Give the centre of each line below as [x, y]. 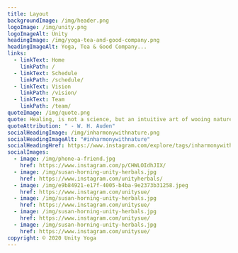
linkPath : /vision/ [49, 93]
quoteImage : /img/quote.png [49, 113]
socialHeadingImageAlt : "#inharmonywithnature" [79, 139]
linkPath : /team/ [46, 106]
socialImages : [28, 152]
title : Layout [28, 14]
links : [17, 54]
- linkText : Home [39, 60]
